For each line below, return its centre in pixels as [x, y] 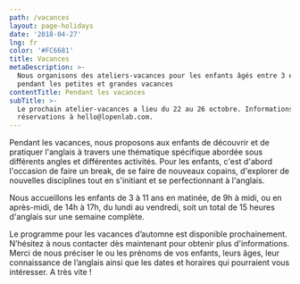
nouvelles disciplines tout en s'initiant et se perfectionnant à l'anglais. [137, 180]
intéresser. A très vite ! [50, 272]
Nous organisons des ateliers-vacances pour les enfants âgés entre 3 [151, 76]
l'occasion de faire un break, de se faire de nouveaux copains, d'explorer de [150, 171]
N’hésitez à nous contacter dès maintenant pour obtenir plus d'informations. [150, 244]
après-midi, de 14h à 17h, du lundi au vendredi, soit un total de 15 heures [142, 207]
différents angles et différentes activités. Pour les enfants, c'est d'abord [141, 162]
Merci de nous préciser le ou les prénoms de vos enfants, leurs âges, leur [144, 253]
